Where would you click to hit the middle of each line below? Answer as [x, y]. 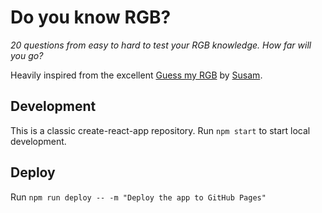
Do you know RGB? [91, 17]
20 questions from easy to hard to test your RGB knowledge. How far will [161, 45]
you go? [27, 55]
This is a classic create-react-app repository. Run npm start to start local [160, 130]
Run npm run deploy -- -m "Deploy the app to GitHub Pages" [138, 197]
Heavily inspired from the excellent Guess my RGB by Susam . [136, 75]
